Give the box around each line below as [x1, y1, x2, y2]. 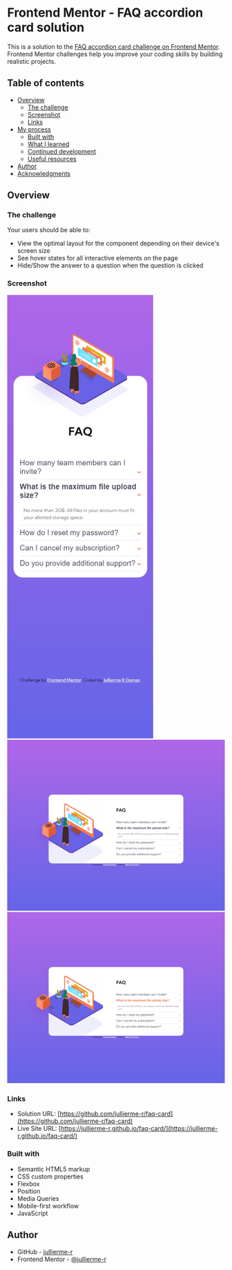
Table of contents [7, 78, 84, 89]
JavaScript [17, 1209, 48, 1217]
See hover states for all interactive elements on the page [17, 254, 178, 263]
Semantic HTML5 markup [17, 1165, 90, 1173]
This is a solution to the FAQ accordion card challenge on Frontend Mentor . [7, 42, 220, 51]
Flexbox [17, 1179, 40, 1188]
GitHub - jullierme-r [17, 1247, 73, 1255]
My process [17, 125, 52, 133]
